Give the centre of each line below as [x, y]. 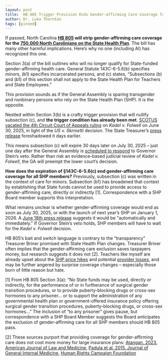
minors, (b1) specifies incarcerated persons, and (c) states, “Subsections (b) [84, 74]
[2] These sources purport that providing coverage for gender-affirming [79, 337]
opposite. [15, 105]
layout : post [19, 10]
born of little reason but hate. [35, 270]
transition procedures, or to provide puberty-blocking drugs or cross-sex [80, 291]
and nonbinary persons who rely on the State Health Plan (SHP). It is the [79, 100]
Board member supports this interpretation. [50, 198]
